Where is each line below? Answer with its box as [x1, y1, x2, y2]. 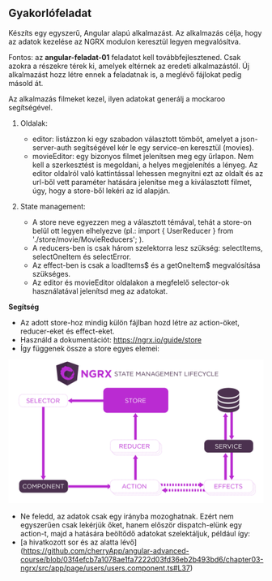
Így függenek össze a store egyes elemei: [19, 343, 160, 353]
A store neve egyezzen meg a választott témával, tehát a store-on [32, 217, 253, 226]
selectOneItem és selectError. [32, 252, 132, 261]
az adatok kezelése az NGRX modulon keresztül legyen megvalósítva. [8, 37, 241, 46]
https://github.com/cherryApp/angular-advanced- [23, 546, 190, 556]
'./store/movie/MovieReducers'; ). [32, 235, 144, 244]
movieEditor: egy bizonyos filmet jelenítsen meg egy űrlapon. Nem [32, 151, 254, 161]
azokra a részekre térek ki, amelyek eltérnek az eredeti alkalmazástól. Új [8, 61, 249, 71]
